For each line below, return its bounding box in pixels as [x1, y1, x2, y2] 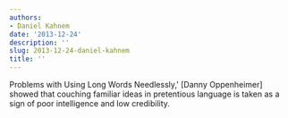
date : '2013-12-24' [9, 29, 82, 38]
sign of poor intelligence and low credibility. [9, 98, 170, 108]
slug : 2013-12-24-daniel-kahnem [9, 46, 130, 55]
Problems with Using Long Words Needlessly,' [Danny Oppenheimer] [9, 80, 263, 89]
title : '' [9, 55, 47, 63]
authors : [9, 13, 42, 22]
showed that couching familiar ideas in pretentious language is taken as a [9, 88, 280, 99]
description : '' [9, 38, 70, 47]
